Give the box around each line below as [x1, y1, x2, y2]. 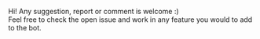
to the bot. [8, 23, 42, 32]
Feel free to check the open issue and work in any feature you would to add [8, 15, 253, 24]
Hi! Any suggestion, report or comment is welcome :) [8, 7, 179, 16]
